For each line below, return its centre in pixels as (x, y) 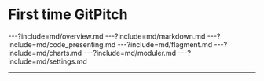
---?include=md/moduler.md (130, 53)
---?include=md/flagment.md (165, 44)
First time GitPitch (68, 15)
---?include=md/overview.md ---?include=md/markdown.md (107, 36)
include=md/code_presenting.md (62, 44)
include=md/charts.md (45, 53)
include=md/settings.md (48, 61)
